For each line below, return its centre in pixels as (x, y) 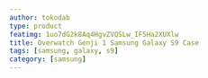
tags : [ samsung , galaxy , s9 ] (64, 51)
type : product (36, 26)
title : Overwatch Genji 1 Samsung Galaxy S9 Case (104, 43)
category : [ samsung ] (48, 59)
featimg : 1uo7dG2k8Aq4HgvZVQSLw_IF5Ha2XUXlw (94, 34)
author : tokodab (40, 17)
